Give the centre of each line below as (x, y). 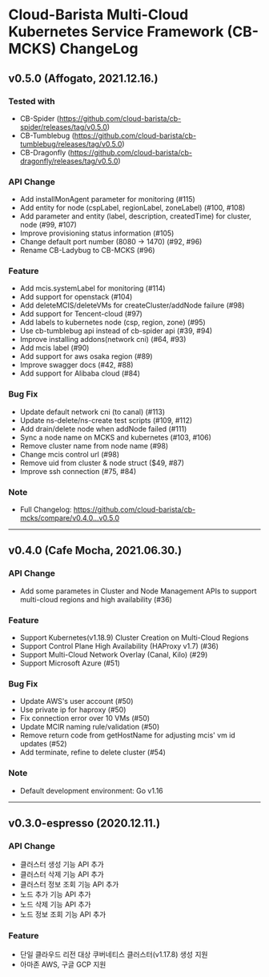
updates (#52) (43, 744)
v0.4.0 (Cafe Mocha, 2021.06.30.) (95, 551)
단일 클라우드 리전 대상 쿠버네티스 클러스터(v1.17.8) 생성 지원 (114, 954)
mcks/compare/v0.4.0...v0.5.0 (70, 518)
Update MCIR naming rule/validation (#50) (90, 727)
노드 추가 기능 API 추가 (55, 895)
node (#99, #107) (48, 225)
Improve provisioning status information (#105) (97, 233)
